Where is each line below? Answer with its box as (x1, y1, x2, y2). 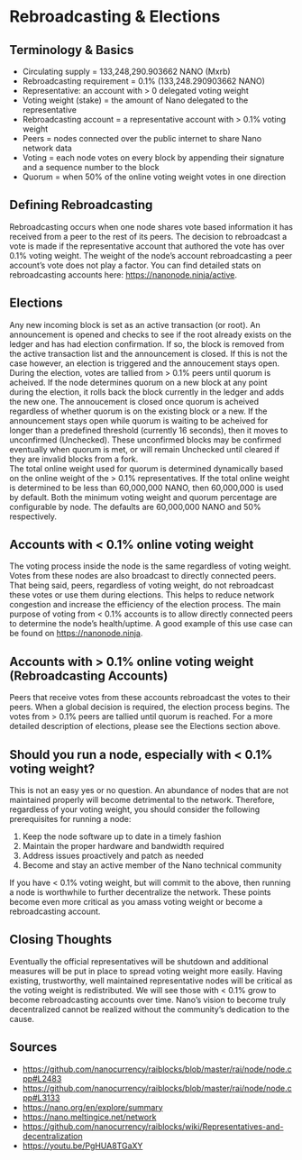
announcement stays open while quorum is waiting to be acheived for (9, 415, 269, 425)
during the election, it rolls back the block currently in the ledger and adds (9, 386, 285, 397)
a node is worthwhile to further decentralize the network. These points (9, 887, 272, 898)
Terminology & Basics (9, 42, 134, 58)
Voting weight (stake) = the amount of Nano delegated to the (22, 95, 249, 105)
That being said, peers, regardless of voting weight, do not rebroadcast (9, 580, 275, 591)
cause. (9, 1013, 34, 1024)
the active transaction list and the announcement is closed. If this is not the (9, 348, 288, 359)
